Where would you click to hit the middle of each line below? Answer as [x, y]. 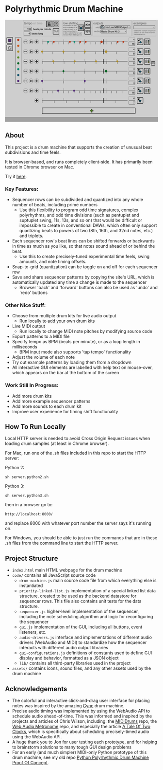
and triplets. [31, 236]
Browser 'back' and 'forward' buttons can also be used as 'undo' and [88, 288]
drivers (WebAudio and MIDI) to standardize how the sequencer [83, 642]
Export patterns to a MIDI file [41, 336]
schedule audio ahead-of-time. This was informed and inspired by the [82, 716]
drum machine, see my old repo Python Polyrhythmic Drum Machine [80, 757]
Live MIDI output [28, 326]
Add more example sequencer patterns [51, 401]
